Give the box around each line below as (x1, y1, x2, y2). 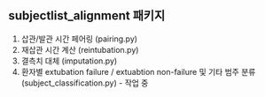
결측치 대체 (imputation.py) (20, 56, 118, 66)
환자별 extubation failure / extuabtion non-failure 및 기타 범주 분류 (20, 66, 256, 77)
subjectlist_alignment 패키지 (8, 8, 166, 24)
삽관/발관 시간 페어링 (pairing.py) (20, 34, 138, 44)
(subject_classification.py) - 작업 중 (20, 78, 149, 88)
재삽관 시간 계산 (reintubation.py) (20, 44, 139, 55)
